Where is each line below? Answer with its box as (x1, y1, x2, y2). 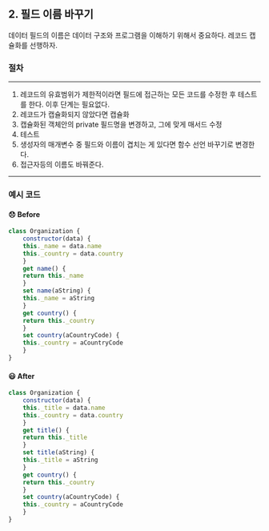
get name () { (22, 264, 66, 272)
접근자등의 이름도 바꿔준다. (19, 159, 104, 170)
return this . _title (22, 433, 88, 442)
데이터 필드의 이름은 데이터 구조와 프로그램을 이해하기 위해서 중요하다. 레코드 (8, 30, 248, 40)
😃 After (8, 371, 35, 380)
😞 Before (8, 209, 41, 219)
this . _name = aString (22, 295, 94, 303)
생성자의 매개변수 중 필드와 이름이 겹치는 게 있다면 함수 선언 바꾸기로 (19, 139, 234, 150)
